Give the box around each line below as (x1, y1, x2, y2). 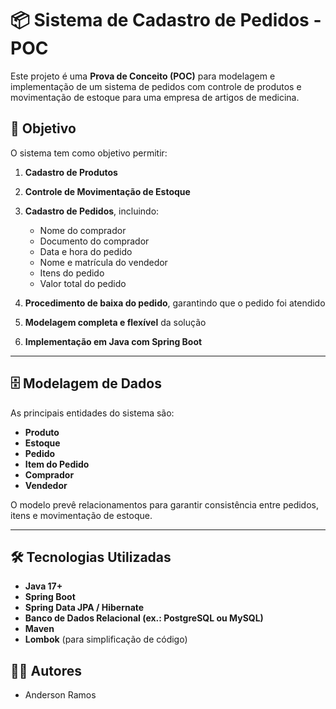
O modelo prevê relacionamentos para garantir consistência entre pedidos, (10, 498, 319, 511)
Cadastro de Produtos (24, 166, 118, 178)
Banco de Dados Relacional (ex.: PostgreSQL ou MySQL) (24, 612, 264, 624)
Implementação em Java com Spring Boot (24, 335, 203, 347)
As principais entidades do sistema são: (10, 407, 175, 419)
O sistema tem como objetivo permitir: (10, 147, 168, 159)
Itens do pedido (39, 267, 105, 279)
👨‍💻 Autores (10, 662, 82, 679)
